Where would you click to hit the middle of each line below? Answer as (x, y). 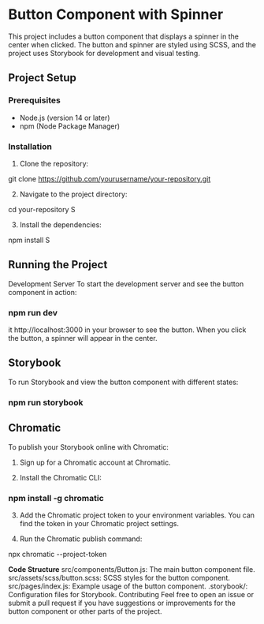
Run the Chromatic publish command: (81, 539)
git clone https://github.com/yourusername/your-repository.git (110, 178)
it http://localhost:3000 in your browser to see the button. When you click (127, 330)
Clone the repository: (54, 163)
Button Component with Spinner (116, 15)
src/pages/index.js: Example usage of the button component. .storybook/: (128, 586)
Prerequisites (34, 100)
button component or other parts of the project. (86, 611)
